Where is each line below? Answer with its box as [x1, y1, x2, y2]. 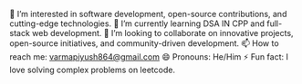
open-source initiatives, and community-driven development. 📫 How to [9, 38, 280, 49]
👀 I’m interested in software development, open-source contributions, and [9, 9, 287, 19]
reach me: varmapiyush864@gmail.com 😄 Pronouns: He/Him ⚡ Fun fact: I [9, 51, 289, 62]
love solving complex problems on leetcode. [9, 64, 176, 75]
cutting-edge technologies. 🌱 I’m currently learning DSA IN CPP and [9, 18, 266, 29]
